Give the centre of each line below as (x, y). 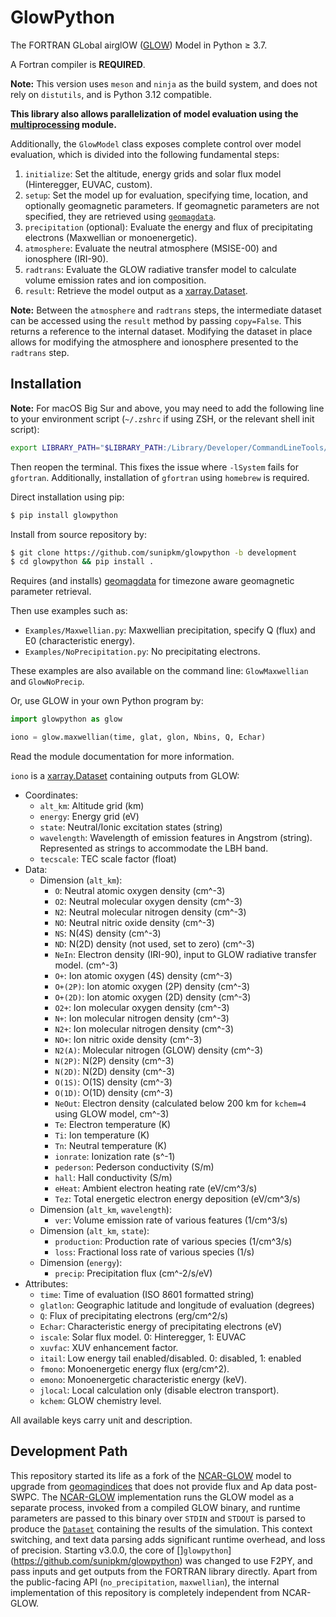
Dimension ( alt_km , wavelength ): (105, 1209)
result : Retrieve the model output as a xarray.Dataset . (136, 290)
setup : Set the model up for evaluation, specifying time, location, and (166, 195)
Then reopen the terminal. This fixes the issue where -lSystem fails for (154, 467)
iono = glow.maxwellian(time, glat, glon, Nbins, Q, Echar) (138, 737)
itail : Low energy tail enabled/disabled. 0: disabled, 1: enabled (170, 1358)
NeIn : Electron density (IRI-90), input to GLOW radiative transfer (185, 954)
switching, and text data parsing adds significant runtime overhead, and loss (168, 1539)
